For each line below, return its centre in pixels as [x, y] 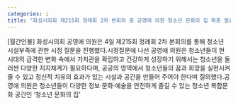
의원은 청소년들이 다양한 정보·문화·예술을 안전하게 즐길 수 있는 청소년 [115, 85]
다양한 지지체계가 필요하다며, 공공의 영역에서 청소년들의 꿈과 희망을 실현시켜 [125, 68]
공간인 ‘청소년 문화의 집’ [47, 94]
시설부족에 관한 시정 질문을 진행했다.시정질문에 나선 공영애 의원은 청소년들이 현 [116, 50]
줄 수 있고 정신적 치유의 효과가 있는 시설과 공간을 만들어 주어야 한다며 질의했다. [116, 76]
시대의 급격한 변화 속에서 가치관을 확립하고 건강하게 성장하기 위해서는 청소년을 [115, 59]
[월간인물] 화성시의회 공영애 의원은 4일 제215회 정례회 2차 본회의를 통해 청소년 [116, 41]
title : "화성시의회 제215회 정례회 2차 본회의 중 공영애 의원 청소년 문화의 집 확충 [114, 20]
